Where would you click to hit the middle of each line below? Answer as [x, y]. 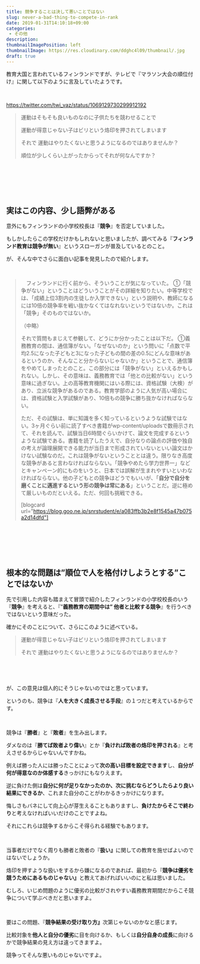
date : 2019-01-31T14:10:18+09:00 [48, 23]
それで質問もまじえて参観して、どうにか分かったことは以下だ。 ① [103, 339]
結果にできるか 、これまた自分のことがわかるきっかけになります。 [87, 793]
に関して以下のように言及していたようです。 [71, 81]
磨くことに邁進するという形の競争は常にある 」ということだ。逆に [101, 486]
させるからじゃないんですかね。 [50, 753]
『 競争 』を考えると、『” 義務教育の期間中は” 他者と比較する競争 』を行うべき [99, 607]
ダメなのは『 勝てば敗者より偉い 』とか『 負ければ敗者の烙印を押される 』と [97, 745]
